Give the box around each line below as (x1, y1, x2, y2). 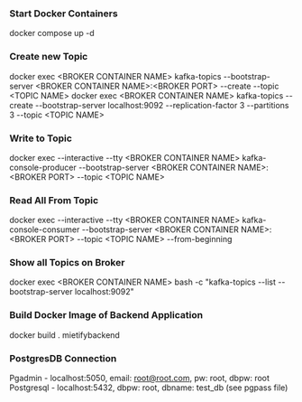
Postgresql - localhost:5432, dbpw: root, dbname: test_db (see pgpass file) (9, 382, 288, 393)
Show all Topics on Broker (9, 257, 125, 269)
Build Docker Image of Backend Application (9, 309, 204, 322)
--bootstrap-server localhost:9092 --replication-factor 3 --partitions (34, 99, 289, 110)
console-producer (9, 162, 77, 173)
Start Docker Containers (9, 7, 119, 20)
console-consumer (9, 224, 80, 235)
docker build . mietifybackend (9, 329, 120, 341)
